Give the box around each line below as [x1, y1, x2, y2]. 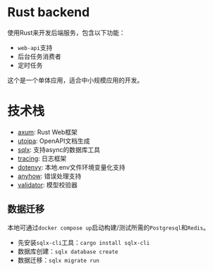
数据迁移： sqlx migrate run [17, 256, 100, 264]
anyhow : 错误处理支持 [17, 172, 82, 180]
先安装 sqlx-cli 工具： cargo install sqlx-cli [17, 238, 150, 246]
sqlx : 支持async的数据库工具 [17, 145, 101, 153]
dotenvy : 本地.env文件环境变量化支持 [17, 163, 126, 171]
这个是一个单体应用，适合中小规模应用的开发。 [7, 75, 143, 84]
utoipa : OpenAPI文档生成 [17, 137, 90, 145]
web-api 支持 [17, 43, 53, 51]
